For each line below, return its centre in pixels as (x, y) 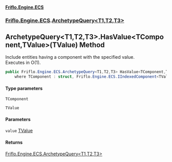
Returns (14, 143)
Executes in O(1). (23, 63)
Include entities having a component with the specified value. (70, 57)
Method (92, 45)
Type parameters (24, 88)
